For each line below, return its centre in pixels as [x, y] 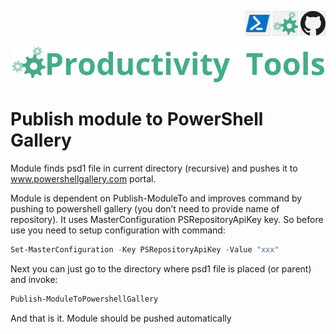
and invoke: [34, 279]
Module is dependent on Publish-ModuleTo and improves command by [156, 198]
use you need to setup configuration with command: [118, 230]
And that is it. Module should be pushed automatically [121, 318]
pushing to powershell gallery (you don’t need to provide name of [145, 208]
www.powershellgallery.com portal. [83, 178]
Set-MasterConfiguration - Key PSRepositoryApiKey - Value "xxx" [145, 249]
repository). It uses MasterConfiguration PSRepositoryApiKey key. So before [167, 219]
